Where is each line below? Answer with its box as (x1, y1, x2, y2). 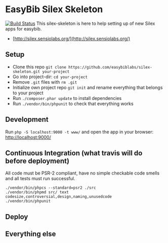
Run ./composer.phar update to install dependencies (12, 95, 122, 101)
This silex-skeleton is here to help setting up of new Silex (36, 20, 155, 26)
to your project (12, 90, 44, 96)
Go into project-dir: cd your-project (12, 74, 88, 80)
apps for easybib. (5, 25, 42, 31)
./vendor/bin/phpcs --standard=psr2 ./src (5, 185, 96, 191)
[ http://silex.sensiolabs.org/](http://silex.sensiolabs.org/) (12, 36, 131, 42)
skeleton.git (12, 69, 40, 74)
